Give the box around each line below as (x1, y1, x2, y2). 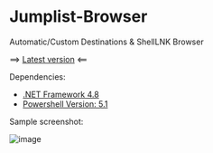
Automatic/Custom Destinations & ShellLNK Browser (9, 36, 205, 47)
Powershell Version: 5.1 (22, 98, 108, 110)
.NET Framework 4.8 (22, 89, 99, 100)
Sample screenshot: (9, 116, 84, 127)
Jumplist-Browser (9, 6, 148, 27)
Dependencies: (9, 71, 66, 82)
